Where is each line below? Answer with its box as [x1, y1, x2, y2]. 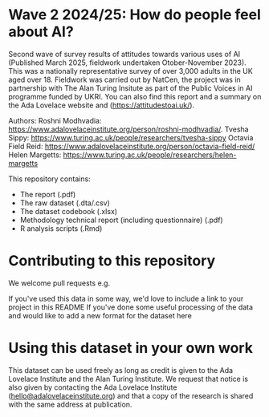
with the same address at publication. [8, 399, 132, 409]
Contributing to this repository [8, 252, 216, 270]
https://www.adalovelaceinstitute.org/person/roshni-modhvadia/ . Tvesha [8, 124, 249, 134]
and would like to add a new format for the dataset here [8, 310, 193, 320]
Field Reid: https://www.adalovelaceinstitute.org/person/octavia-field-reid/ [8, 141, 255, 151]
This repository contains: [8, 174, 91, 184]
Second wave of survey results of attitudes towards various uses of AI [8, 49, 241, 59]
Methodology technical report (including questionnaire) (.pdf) [19, 215, 223, 225]
